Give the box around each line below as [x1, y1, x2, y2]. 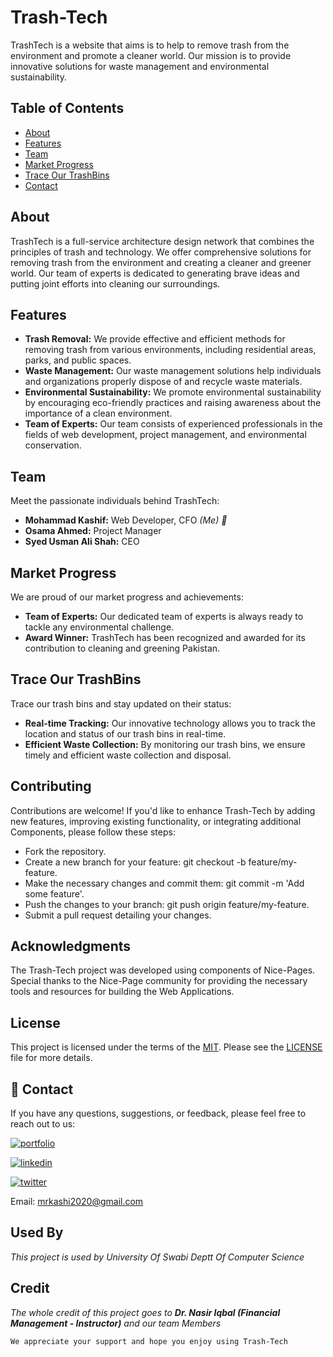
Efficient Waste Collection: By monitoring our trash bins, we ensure [24, 738, 306, 750]
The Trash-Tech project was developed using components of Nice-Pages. [10, 964, 316, 976]
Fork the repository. [24, 845, 107, 857]
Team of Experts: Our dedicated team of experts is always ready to [24, 611, 304, 622]
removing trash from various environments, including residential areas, [24, 344, 317, 356]
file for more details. [10, 1052, 93, 1064]
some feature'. [24, 887, 85, 900]
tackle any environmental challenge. [24, 621, 175, 633]
